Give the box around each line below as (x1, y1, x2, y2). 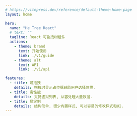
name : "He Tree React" (9, 25, 57, 30)
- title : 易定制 (9, 99, 41, 104)
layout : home (5, 12, 32, 17)
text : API (18, 62, 39, 67)
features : (5, 76, 26, 81)
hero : (5, 21, 16, 26)
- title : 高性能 (9, 90, 41, 95)
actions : (9, 39, 28, 45)
